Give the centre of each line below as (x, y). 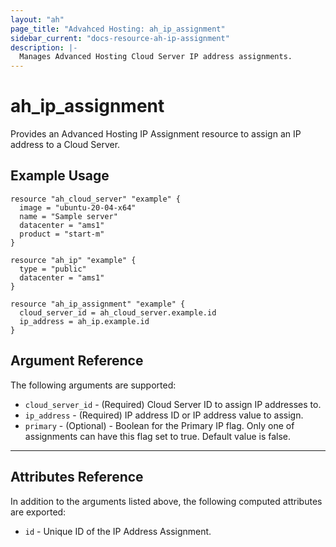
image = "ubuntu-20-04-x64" (78, 207)
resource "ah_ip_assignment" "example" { (98, 304)
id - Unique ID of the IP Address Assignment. (118, 531)
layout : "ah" (37, 19)
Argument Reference (77, 361)
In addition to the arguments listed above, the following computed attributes (166, 501)
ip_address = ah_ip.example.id (84, 321)
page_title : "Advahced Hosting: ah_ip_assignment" (118, 29)
